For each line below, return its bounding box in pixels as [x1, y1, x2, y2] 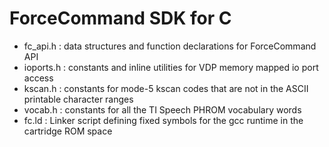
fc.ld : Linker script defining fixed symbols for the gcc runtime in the [23, 114, 304, 126]
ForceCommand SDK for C [9, 7, 232, 30]
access [23, 72, 54, 84]
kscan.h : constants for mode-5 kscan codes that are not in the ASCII [23, 82, 309, 94]
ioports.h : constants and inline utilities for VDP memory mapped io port [23, 61, 319, 73]
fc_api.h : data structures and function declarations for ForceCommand [23, 40, 317, 52]
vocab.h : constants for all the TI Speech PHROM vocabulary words [23, 103, 302, 116]
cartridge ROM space [23, 125, 113, 137]
